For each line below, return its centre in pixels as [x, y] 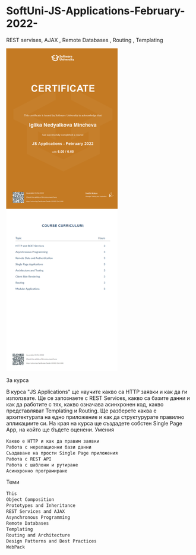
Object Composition [30, 499]
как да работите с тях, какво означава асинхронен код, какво [85, 404]
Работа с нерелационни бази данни [49, 447]
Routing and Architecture [38, 535]
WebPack [16, 547]
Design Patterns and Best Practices [51, 541]
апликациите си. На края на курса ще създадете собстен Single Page [94, 423]
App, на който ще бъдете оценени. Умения [60, 430]
